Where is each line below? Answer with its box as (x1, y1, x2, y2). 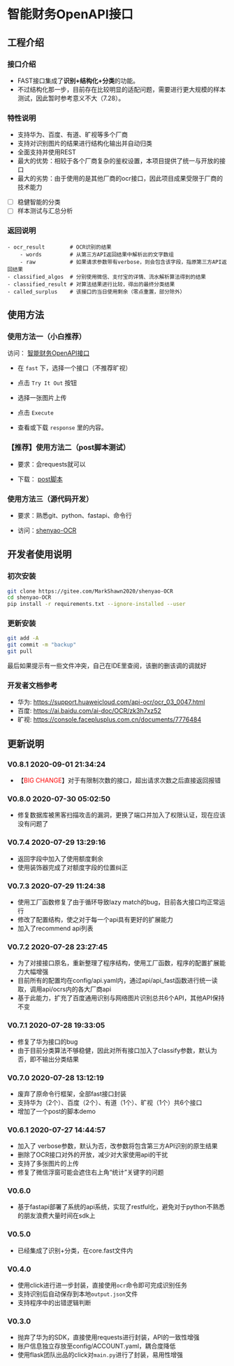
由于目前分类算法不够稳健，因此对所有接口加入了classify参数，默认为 (17, 1046, 218, 1054)
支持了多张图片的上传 (17, 1159, 79, 1168)
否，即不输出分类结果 (17, 1055, 79, 1063)
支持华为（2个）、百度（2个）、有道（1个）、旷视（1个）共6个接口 (17, 1098, 203, 1107)
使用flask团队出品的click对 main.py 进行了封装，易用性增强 (17, 1351, 183, 1359)
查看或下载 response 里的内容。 (17, 423, 108, 432)
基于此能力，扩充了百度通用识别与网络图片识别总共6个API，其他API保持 (17, 994, 225, 1002)
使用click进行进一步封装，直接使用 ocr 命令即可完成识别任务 (17, 1281, 187, 1290)
